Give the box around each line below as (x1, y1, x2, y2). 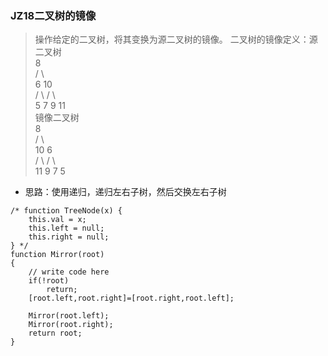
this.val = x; (28, 215, 87, 225)
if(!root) (28, 276, 70, 286)
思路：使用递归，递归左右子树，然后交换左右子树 (24, 186, 227, 198)
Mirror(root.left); (28, 311, 110, 321)
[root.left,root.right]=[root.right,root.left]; (28, 293, 235, 304)
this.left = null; (28, 223, 105, 234)
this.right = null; (28, 232, 110, 242)
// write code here (28, 267, 110, 277)
